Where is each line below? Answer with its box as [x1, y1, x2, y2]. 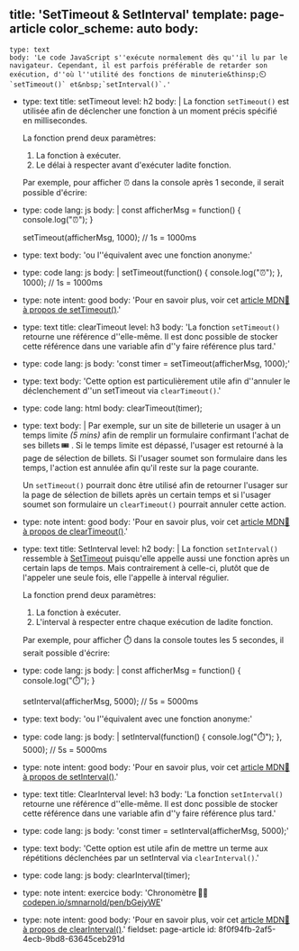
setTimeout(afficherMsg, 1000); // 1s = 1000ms [22, 231, 196, 242]
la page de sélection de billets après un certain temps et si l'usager [22, 489, 272, 500]
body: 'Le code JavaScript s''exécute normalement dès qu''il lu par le [9, 53, 288, 62]
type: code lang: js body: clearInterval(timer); [22, 869, 191, 881]
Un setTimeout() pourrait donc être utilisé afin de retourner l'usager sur [22, 479, 288, 490]
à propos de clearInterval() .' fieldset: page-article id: [22, 923, 217, 935]
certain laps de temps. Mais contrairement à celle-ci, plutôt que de [22, 562, 270, 573]
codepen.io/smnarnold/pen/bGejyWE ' [22, 896, 164, 908]
